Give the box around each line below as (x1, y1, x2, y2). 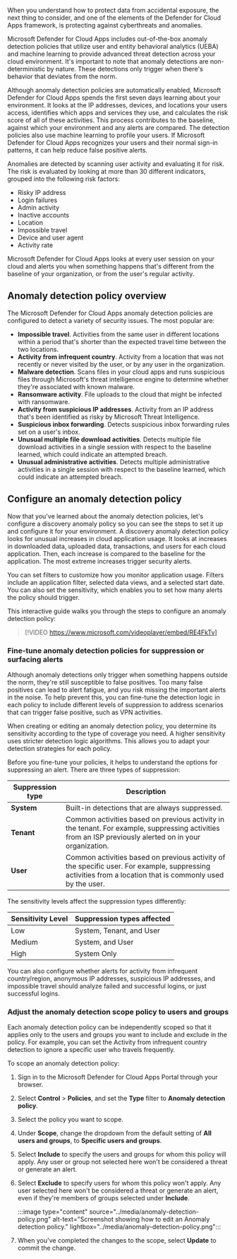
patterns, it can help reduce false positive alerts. (7, 146, 148, 154)
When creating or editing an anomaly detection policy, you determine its (7, 721, 217, 730)
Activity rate (17, 241, 54, 249)
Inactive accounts (17, 211, 69, 219)
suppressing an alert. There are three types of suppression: (7, 765, 181, 774)
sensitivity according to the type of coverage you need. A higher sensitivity (7, 729, 226, 738)
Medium (11, 937, 38, 947)
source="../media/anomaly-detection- (89, 1207, 200, 1216)
